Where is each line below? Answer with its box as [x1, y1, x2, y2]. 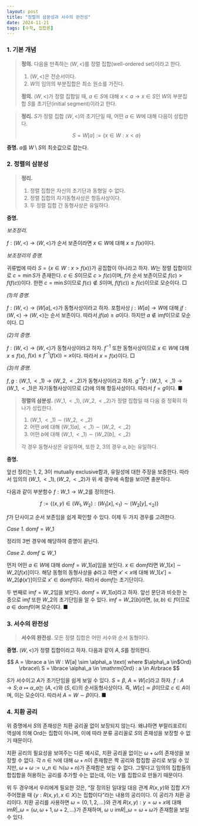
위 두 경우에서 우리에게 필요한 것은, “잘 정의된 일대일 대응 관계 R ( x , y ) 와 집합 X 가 [6, 784, 190, 791]
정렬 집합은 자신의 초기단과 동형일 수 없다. [29, 187, 126, 194]
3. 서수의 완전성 [6, 620, 49, 628]
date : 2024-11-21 [6, 19, 49, 25]
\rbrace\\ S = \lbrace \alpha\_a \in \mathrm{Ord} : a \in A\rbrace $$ [19, 664, 180, 672]
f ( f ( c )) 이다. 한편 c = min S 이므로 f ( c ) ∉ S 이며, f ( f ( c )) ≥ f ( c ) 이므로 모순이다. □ [6, 279, 187, 286]
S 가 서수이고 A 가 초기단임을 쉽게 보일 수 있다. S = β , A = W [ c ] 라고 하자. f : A [6, 676, 184, 684]
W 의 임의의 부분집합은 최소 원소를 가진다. [29, 80, 125, 87]
